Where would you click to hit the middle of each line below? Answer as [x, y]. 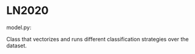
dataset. [17, 46]
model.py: [19, 27]
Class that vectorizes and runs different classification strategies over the [97, 39]
